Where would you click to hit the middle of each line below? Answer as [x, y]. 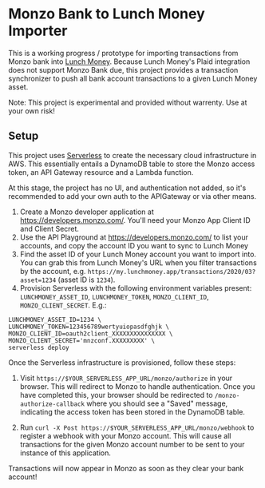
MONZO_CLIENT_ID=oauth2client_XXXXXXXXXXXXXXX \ [91, 333]
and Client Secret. [49, 228]
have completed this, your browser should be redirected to [116, 395]
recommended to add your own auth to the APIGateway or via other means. [132, 196]
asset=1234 [38, 280]
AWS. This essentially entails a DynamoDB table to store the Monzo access [132, 164]
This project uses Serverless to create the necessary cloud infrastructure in [132, 155]
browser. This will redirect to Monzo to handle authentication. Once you [137, 386]
